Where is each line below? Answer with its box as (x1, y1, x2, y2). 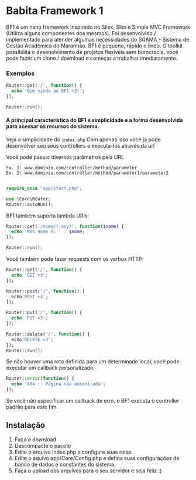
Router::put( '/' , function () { (6, 309, 82, 316)
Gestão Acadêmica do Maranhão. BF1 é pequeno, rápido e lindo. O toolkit (6, 42, 183, 49)
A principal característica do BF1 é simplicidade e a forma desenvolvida (6, 117, 183, 124)
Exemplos (6, 69, 35, 77)
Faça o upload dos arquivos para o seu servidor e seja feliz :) (14, 467, 162, 474)
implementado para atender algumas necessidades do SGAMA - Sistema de (6, 36, 190, 43)
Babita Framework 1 (6, 4, 104, 18)
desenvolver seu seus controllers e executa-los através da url (6, 142, 155, 149)
